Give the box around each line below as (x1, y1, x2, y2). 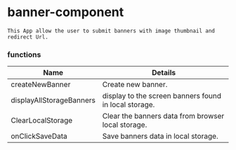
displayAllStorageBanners (11, 95, 96, 105)
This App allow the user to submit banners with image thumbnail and (7, 27, 216, 34)
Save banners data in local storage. (102, 131, 219, 141)
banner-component (7, 4, 124, 20)
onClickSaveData (11, 131, 68, 141)
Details (152, 68, 176, 78)
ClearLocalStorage (11, 116, 73, 125)
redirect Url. (7, 33, 49, 41)
